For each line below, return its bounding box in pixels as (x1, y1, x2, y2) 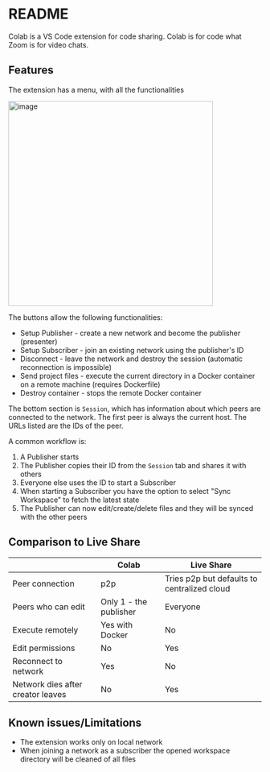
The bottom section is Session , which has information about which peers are (8, 404, 261, 413)
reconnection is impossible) (19, 362, 112, 371)
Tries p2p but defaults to (164, 573, 258, 584)
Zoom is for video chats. (8, 39, 89, 49)
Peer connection (12, 578, 75, 589)
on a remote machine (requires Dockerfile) (19, 380, 161, 389)
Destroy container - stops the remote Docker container (19, 388, 202, 397)
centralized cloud (164, 583, 231, 594)
